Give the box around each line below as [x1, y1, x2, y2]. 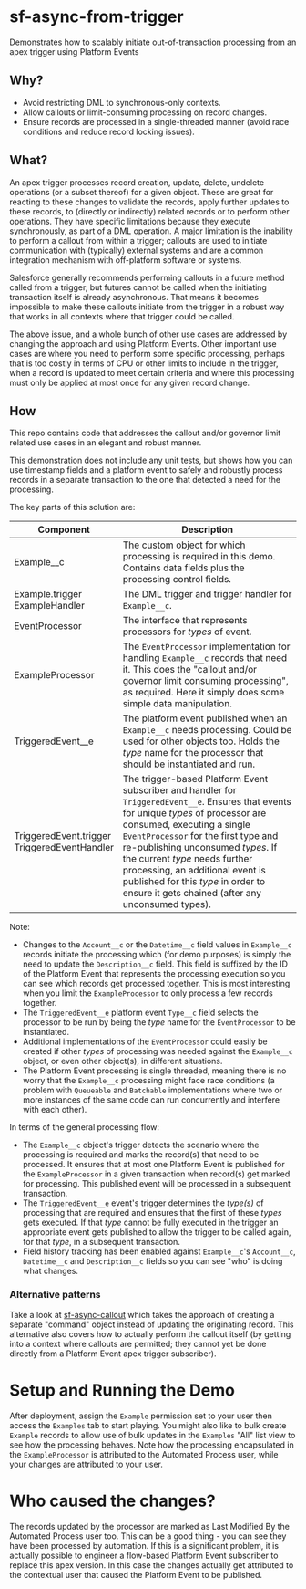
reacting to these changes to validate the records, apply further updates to [9, 196, 290, 207]
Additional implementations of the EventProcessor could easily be [22, 1036, 268, 1047]
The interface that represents [122, 614, 248, 627]
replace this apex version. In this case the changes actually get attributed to [9, 1559, 294, 1571]
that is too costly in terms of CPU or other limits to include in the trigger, [9, 358, 279, 369]
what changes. [22, 1266, 79, 1277]
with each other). [22, 1104, 87, 1115]
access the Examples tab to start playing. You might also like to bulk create [9, 1419, 287, 1430]
